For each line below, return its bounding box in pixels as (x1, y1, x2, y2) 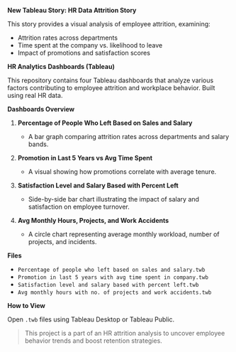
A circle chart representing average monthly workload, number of (28, 230, 220, 238)
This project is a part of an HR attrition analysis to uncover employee (24, 329, 225, 337)
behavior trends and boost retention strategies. (24, 336, 163, 345)
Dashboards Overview (7, 105, 75, 113)
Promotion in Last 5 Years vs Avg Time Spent (17, 154, 153, 162)
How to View (7, 302, 46, 309)
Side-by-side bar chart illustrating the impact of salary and (28, 195, 200, 203)
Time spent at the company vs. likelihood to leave (17, 41, 163, 49)
